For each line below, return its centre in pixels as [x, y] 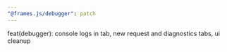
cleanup [19, 41]
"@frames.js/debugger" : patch [52, 14]
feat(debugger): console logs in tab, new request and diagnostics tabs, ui [114, 33]
